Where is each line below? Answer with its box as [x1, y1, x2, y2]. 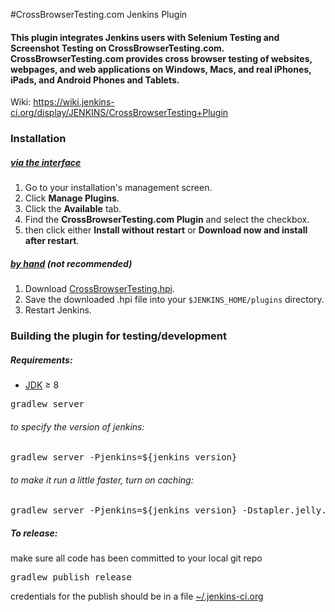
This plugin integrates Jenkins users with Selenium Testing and [10, 31, 280, 43]
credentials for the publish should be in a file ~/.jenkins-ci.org [10, 590, 264, 603]
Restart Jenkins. [24, 304, 92, 316]
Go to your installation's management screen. [24, 182, 213, 194]
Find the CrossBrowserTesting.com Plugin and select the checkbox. [24, 214, 310, 226]
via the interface [10, 156, 82, 168]
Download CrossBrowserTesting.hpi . [24, 283, 175, 295]
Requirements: [10, 354, 73, 366]
